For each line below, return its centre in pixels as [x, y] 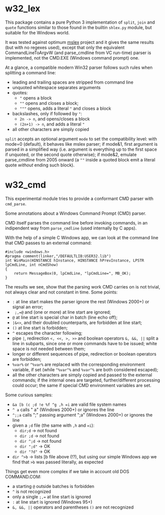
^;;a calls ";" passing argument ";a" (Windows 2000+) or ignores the [82, 415]
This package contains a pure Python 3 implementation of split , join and [80, 22]
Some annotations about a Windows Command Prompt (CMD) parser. [76, 213]
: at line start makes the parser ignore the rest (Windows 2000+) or [81, 301]
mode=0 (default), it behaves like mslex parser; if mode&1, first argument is [81, 144]
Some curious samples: [29, 395]
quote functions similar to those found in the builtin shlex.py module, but [79, 27]
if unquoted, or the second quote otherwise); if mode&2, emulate [71, 154]
